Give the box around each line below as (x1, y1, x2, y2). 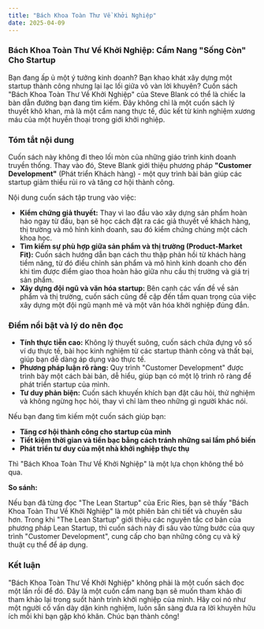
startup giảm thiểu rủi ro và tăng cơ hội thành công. (8, 178, 175, 187)
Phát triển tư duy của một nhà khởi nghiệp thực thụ (19, 444, 190, 454)
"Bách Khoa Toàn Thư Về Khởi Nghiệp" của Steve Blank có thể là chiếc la (8, 89, 246, 99)
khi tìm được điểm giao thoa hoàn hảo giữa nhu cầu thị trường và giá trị (19, 267, 250, 276)
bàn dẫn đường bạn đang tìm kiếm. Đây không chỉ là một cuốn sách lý (8, 98, 235, 107)
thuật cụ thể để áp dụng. (8, 540, 88, 549)
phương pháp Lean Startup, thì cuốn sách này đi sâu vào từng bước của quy (8, 523, 255, 533)
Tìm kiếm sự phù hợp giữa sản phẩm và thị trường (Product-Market (19, 241, 243, 251)
